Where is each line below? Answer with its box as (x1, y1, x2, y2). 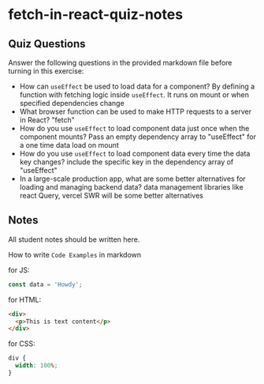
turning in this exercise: (8, 66, 84, 76)
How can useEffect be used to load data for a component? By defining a (19, 81, 255, 91)
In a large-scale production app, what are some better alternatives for (19, 174, 246, 183)
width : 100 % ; (15, 362, 58, 370)
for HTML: (8, 295, 42, 304)
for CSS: (8, 339, 35, 348)
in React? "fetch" (19, 115, 75, 124)
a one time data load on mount (19, 141, 120, 149)
